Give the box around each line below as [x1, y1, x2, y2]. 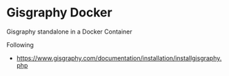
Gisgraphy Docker [6, 5, 112, 21]
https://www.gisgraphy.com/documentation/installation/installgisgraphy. [16, 53, 222, 62]
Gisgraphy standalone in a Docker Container [6, 27, 132, 36]
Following [6, 40, 34, 49]
